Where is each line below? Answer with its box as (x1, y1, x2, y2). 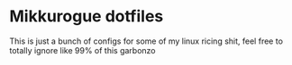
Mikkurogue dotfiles (9, 6, 164, 27)
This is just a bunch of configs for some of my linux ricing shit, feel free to (9, 36, 284, 46)
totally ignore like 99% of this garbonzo (9, 45, 156, 55)
